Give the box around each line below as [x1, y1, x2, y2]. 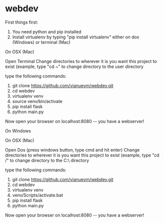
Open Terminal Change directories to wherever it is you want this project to [5, 58, 157, 64]
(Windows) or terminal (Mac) [12, 39, 71, 45]
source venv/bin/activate [12, 98, 63, 104]
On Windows [5, 127, 31, 133]
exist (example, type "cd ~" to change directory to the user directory [5, 64, 144, 69]
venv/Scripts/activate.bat [12, 192, 63, 198]
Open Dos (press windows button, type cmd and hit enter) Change [5, 147, 140, 153]
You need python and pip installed [12, 29, 82, 34]
